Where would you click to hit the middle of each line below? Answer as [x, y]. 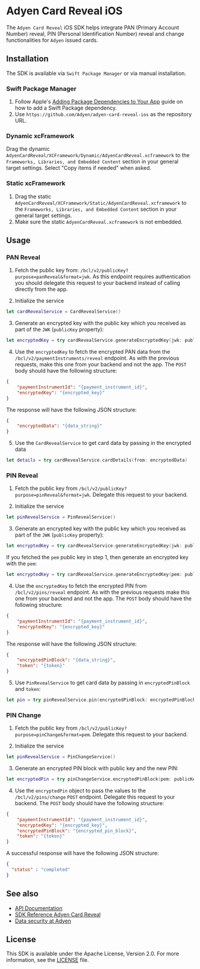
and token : [28, 689]
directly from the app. [41, 289]
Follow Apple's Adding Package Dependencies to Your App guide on [99, 102]
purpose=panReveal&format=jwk [52, 277]
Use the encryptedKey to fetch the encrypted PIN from [81, 586]
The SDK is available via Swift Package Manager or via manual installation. [96, 73]
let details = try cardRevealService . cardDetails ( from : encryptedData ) [97, 460]
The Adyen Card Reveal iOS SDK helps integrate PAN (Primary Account [93, 27]
